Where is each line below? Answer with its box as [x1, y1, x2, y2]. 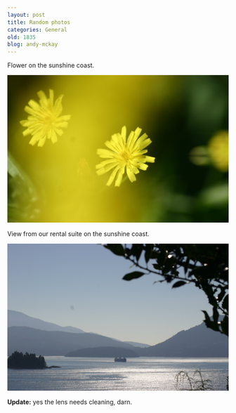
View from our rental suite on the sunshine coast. [7, 229, 150, 238]
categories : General [7, 26, 68, 33]
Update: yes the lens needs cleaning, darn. [7, 398, 132, 406]
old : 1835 [7, 34, 37, 41]
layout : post [7, 11, 46, 18]
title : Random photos [7, 18, 71, 26]
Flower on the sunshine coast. [7, 61, 95, 70]
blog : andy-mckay [7, 41, 58, 48]
